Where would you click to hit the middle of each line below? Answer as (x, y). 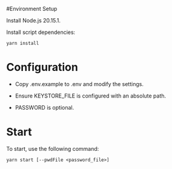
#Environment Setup (32, 9)
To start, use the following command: (53, 148)
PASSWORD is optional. (45, 107)
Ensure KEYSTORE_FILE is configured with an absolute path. (91, 96)
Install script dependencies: (41, 32)
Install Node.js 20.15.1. (34, 20)
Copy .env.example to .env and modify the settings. (79, 84)
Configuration (42, 68)
